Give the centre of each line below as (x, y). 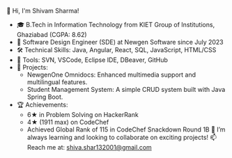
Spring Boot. (45, 97)
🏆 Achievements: (42, 105)
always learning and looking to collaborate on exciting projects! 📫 (122, 137)
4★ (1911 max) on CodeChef (68, 122)
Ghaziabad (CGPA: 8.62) (52, 34)
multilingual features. (57, 82)
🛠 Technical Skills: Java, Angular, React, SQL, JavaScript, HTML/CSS (116, 50)
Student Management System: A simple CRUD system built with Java (126, 89)
